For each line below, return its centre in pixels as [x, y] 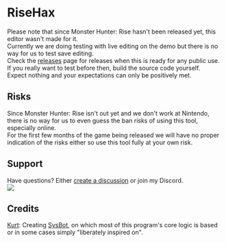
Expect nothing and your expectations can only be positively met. [99, 75]
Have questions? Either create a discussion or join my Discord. [95, 180]
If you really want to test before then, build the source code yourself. [104, 68]
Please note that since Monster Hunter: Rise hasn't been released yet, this [112, 31]
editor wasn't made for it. [43, 38]
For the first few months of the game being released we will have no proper [113, 135]
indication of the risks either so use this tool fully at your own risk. [100, 142]
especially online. [32, 127]
